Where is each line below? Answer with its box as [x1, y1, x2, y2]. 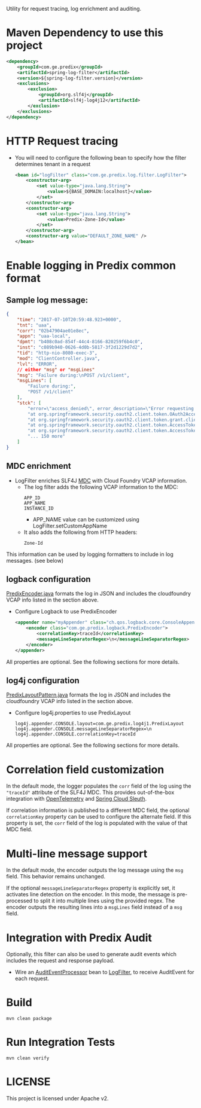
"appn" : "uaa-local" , [17, 333, 71, 340]
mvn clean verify [6, 1055, 50, 1061]
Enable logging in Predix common [6, 259, 176, 273]
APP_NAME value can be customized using [32, 515, 139, 523]
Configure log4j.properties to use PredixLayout [14, 709, 131, 716]
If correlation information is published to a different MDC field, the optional [6, 807, 190, 814]
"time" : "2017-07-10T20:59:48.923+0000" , [17, 316, 121, 322]
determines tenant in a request [14, 160, 91, 167]
